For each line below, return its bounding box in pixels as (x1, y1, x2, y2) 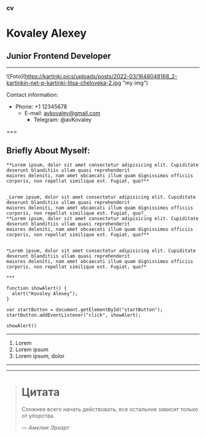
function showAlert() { (6, 285, 67, 291)
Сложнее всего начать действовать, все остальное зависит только (21, 405, 199, 412)
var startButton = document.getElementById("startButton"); (6, 306, 164, 313)
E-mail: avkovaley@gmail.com (24, 109, 101, 116)
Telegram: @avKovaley (33, 116, 92, 123)
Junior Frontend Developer (6, 50, 112, 61)
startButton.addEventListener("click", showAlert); (6, 312, 141, 318)
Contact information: (6, 91, 59, 98)
